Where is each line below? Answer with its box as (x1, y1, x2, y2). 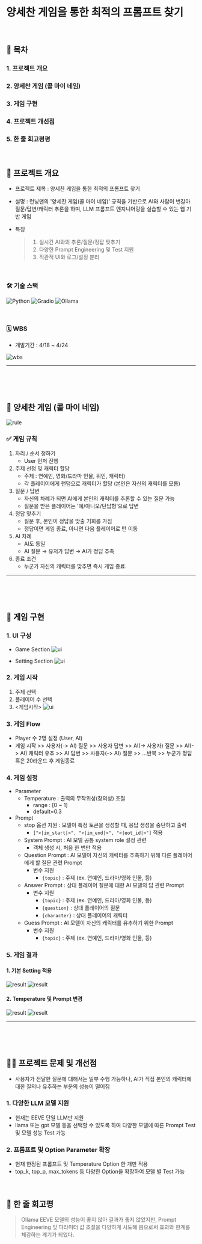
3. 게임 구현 (6, 100, 38, 108)
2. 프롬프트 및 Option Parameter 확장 (6, 1145, 111, 1154)
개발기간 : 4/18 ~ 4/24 (14, 341, 69, 348)
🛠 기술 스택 (6, 282, 38, 290)
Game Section (14, 645, 50, 653)
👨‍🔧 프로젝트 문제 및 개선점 (6, 1058, 97, 1068)
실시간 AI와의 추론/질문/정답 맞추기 (38, 238, 121, 246)
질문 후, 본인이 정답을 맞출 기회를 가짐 (23, 517, 112, 524)
